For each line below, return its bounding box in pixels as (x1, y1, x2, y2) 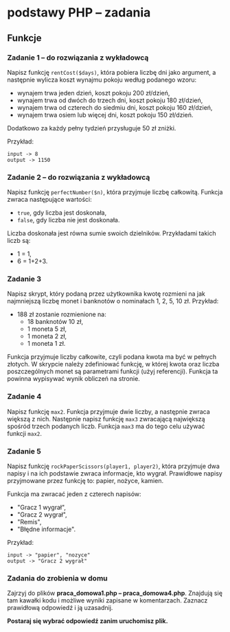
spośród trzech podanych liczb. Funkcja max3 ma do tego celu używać (7, 422, 205, 430)
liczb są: (7, 237, 31, 245)
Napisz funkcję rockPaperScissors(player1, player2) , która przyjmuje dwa (7, 462, 220, 471)
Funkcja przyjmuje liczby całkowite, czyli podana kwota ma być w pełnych (7, 353, 217, 361)
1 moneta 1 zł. (27, 340, 66, 348)
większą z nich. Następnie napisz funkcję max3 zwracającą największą (7, 414, 205, 423)
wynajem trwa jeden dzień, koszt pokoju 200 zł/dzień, (16, 89, 170, 97)
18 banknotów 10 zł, (27, 318, 84, 326)
